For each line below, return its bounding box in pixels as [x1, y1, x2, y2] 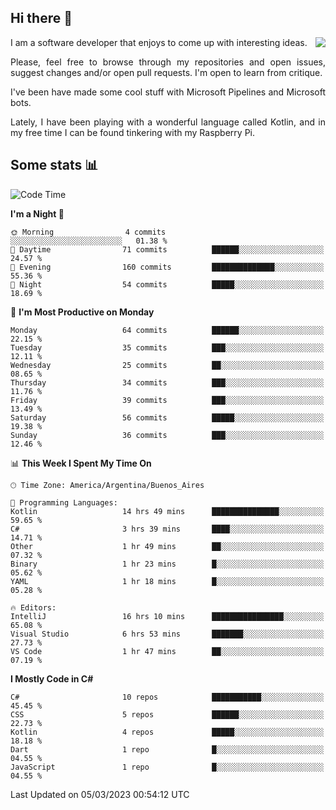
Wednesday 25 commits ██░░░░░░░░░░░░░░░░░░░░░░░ [10, 360, 325, 370]
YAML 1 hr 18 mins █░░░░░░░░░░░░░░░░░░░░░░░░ [10, 576, 325, 586]
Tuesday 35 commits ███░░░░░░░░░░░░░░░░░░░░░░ [10, 342, 325, 353]
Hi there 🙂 [10, 10, 73, 27]
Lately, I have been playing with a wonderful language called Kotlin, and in [10, 116, 326, 128]
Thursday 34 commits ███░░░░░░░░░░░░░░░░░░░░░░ [10, 377, 325, 388]
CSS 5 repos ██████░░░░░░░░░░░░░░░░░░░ [10, 709, 325, 720]
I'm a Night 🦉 [10, 207, 65, 220]
